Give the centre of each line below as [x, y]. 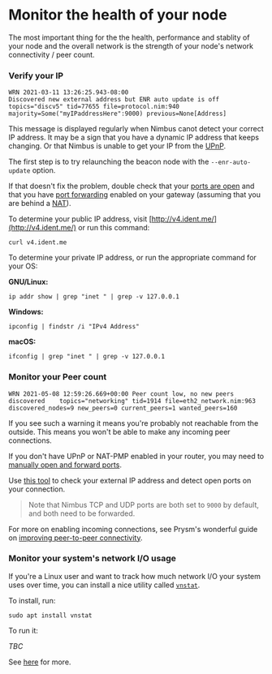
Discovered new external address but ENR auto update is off [114, 100]
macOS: [22, 341]
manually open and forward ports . [65, 465]
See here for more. [40, 662]
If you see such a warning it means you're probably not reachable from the [134, 423]
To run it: [24, 630]
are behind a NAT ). [40, 204]
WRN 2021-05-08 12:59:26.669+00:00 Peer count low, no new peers [121, 394]
